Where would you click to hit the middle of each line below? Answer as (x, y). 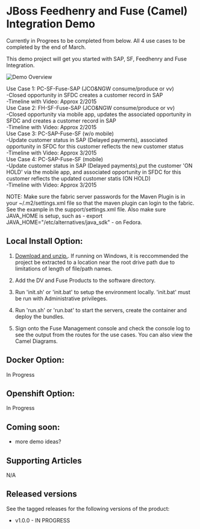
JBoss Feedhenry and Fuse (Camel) (97, 11)
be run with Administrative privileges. (61, 298)
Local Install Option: (45, 241)
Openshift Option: (41, 393)
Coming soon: (33, 427)
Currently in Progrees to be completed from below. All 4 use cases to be (96, 40)
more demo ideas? (38, 441)
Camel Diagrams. (36, 341)
